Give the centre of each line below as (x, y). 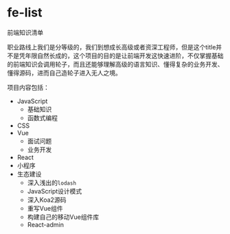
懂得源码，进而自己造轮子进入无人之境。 (64, 73)
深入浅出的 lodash (52, 183)
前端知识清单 (25, 32)
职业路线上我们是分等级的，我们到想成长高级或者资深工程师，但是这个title (112, 47)
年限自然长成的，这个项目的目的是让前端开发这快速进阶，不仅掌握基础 (124, 56)
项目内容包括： (28, 87)
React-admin (45, 224)
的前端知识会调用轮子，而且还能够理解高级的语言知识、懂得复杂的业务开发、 (115, 64)
